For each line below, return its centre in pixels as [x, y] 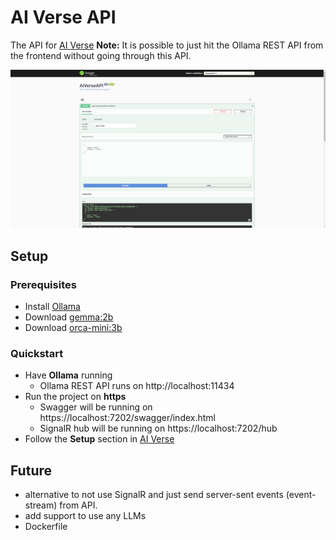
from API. [78, 505]
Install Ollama [52, 307]
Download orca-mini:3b [73, 328]
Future [31, 470]
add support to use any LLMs [85, 516]
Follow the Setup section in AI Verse [99, 439]
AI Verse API [63, 17]
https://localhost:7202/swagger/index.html [127, 418]
